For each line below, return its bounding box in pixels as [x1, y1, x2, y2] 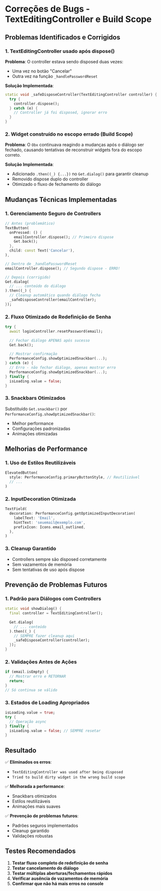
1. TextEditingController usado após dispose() [5, 48, 115, 54]
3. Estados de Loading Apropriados [5, 699, 90, 706]
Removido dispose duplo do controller [12, 176, 89, 182]
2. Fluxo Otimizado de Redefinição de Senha [5, 313, 112, 320]
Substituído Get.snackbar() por [5, 406, 67, 411]
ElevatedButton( [5, 470, 38, 475]
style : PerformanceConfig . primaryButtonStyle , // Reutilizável [9, 475, 140, 480]
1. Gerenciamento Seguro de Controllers [5, 210, 101, 217]
